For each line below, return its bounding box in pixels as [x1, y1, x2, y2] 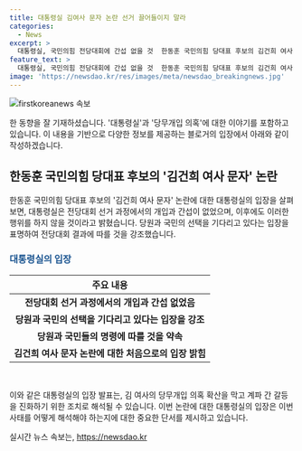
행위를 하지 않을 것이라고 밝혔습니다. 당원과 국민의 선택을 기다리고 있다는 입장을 [9, 217, 289, 228]
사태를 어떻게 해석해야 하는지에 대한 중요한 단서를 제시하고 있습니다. [9, 412, 249, 423]
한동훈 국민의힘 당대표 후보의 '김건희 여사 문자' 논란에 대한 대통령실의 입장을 [9, 194, 278, 205]
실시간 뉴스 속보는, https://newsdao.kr [9, 431, 147, 442]
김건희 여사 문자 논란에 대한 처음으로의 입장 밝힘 [14, 347, 206, 360]
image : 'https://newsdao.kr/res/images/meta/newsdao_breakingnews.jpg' [9, 72, 285, 81]
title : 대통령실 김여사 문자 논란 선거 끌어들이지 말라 [9, 13, 186, 23]
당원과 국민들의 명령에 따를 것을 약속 [37, 330, 184, 343]
